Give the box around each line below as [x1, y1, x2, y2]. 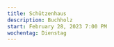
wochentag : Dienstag [7, 29, 67, 37]
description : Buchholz [7, 17, 73, 23]
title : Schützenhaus [7, 10, 67, 17]
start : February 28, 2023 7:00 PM [7, 23, 108, 30]
